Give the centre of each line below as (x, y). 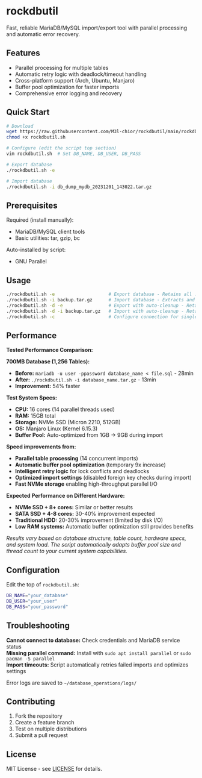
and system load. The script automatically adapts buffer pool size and (94, 545)
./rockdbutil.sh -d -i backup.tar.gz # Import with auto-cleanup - (95, 311)
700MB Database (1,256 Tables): (48, 362)
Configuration (33, 570)
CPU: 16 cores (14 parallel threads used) (65, 409)
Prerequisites (32, 205)
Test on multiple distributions (51, 729)
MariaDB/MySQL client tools (50, 232)
